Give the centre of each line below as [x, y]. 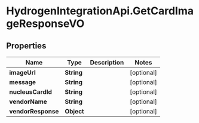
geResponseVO [45, 24]
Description [107, 62]
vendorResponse [34, 111]
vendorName [28, 102]
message [22, 82]
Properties [26, 46]
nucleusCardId [31, 92]
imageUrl [22, 73]
